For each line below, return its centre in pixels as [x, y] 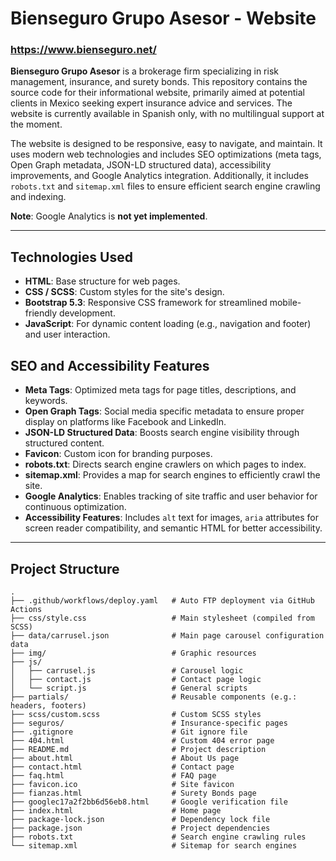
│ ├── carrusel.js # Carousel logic [127, 670]
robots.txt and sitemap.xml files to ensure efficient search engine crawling [165, 186]
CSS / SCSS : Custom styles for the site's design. [124, 292]
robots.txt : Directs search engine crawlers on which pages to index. [165, 464]
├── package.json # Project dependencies [140, 828]
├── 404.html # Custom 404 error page [142, 740]
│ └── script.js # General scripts [129, 688]
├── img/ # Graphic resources [133, 653]
